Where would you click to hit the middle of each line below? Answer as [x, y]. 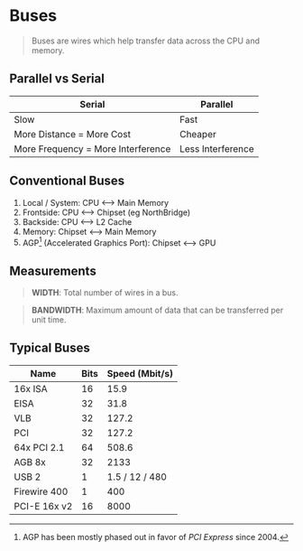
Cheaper [197, 134]
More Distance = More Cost [72, 134]
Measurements [53, 271]
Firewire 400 [41, 491]
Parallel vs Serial [57, 79]
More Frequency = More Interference [92, 148]
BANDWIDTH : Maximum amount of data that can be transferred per [157, 310]
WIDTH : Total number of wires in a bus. [105, 293]
